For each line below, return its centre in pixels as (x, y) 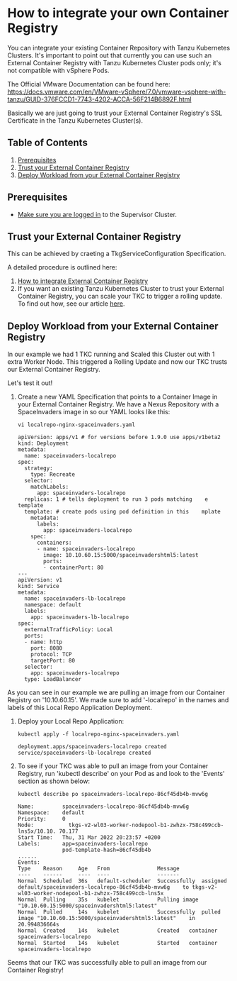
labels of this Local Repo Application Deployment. (80, 708)
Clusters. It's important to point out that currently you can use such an (110, 55)
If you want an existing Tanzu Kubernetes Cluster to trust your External (121, 289)
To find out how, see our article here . (71, 304)
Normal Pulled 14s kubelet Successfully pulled (119, 912)
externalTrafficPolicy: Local (69, 630)
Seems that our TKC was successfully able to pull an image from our (107, 963)
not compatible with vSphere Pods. (58, 70)
